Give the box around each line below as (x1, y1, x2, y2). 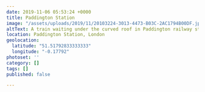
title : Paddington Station (6, 15, 75, 21)
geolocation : (6, 37, 40, 43)
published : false (6, 71, 51, 77)
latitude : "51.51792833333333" (12, 43, 92, 49)
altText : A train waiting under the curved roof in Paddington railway (6, 26, 192, 32)
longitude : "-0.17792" (12, 49, 70, 55)
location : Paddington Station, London (6, 32, 105, 38)
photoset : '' (6, 54, 40, 60)
